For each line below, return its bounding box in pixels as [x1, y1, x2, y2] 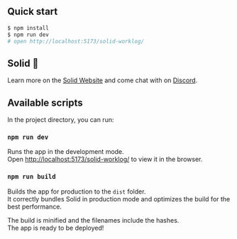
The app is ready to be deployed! [7, 223, 104, 232]
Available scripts [7, 96, 83, 109]
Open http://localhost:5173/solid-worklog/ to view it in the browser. [7, 155, 203, 164]
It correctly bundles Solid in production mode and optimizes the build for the [7, 194, 231, 203]
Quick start [7, 6, 58, 18]
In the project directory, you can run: [7, 116, 114, 124]
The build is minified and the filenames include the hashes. [7, 216, 180, 224]
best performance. [7, 202, 62, 211]
